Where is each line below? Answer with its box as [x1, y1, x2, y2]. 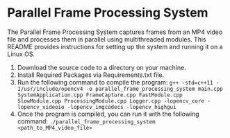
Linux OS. [7, 50, 35, 58]
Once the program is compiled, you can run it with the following [17, 110, 199, 118]
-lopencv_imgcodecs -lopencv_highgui [67, 103, 176, 110]
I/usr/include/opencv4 [17, 85, 83, 92]
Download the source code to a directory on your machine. [17, 63, 186, 71]
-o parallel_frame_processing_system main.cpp [85, 85, 224, 92]
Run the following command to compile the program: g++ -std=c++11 [17, 78, 213, 86]
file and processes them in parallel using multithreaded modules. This [7, 35, 206, 43]
